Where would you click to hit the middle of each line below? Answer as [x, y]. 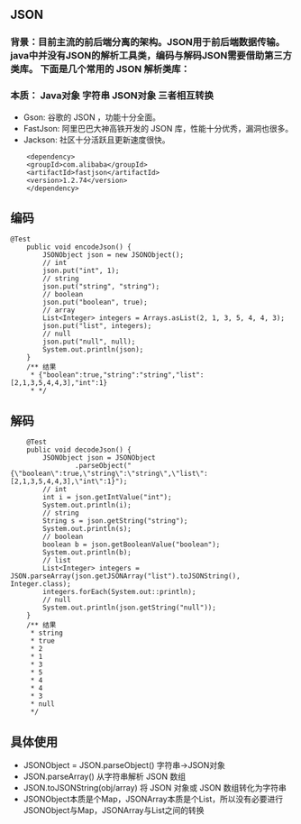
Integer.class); [41, 584]
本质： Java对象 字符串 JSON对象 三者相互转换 [112, 96]
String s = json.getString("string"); [115, 521]
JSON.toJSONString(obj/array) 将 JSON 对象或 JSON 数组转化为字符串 [155, 788]
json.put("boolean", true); [95, 302]
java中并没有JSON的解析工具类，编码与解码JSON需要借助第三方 [151, 56]
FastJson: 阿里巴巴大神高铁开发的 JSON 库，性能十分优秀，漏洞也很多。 [158, 128]
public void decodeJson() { [79, 450]
